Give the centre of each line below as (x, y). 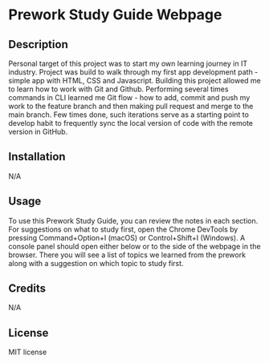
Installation (37, 157)
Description (38, 44)
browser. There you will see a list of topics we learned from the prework (127, 255)
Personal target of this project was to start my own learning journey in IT (128, 63)
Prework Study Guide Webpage (115, 15)
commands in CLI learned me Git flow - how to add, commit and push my (129, 97)
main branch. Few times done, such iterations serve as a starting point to (128, 115)
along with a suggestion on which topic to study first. (96, 263)
